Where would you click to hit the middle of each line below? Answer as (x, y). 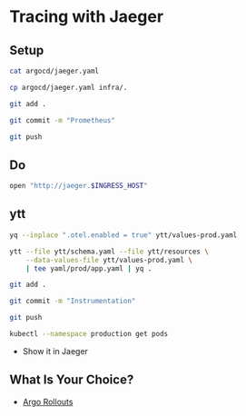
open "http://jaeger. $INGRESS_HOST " (79, 186)
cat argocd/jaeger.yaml (54, 71)
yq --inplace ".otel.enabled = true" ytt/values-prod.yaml (123, 235)
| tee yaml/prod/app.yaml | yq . (89, 268)
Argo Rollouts (48, 401)
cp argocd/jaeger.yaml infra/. (69, 87)
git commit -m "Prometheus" (63, 120)
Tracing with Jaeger (87, 17)
